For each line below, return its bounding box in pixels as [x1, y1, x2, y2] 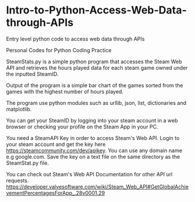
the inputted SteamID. [6, 70, 59, 77]
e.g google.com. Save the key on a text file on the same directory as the [6, 153, 180, 160]
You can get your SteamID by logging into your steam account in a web [6, 117, 178, 124]
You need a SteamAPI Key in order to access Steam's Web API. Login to [6, 134, 180, 141]
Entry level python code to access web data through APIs [6, 35, 145, 42]
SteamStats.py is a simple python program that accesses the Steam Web [6, 58, 182, 65]
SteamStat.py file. [6, 159, 49, 166]
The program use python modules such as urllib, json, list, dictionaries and [6, 99, 187, 106]
